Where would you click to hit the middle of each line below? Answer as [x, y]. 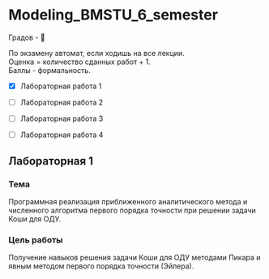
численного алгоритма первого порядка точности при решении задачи [132, 210]
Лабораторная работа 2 [62, 102]
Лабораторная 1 [51, 161]
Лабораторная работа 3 [62, 118]
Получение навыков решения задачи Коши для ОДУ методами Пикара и [134, 258]
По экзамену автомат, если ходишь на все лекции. [96, 53]
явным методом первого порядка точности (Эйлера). [101, 266]
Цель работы [36, 239]
